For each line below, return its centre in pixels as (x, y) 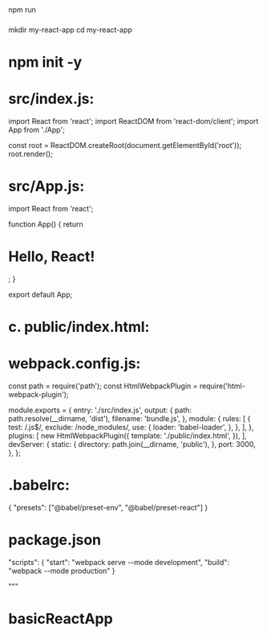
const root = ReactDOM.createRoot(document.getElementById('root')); (125, 145)
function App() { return (46, 224)
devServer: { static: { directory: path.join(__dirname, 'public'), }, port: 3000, (132, 444)
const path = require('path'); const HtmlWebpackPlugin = (103, 386)
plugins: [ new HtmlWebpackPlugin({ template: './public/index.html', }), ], (127, 436)
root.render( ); (31, 154)
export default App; (40, 294)
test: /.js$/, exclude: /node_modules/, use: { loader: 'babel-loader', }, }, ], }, (131, 427)
